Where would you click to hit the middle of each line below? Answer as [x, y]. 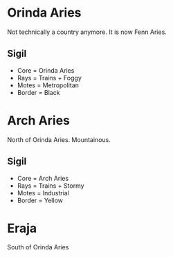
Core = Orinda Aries [46, 70]
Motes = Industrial [43, 193]
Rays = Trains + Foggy [49, 78]
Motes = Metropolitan [48, 85]
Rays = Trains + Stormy [51, 186]
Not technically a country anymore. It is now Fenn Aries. [87, 32]
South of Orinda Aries [38, 247]
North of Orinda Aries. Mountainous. [59, 139]
